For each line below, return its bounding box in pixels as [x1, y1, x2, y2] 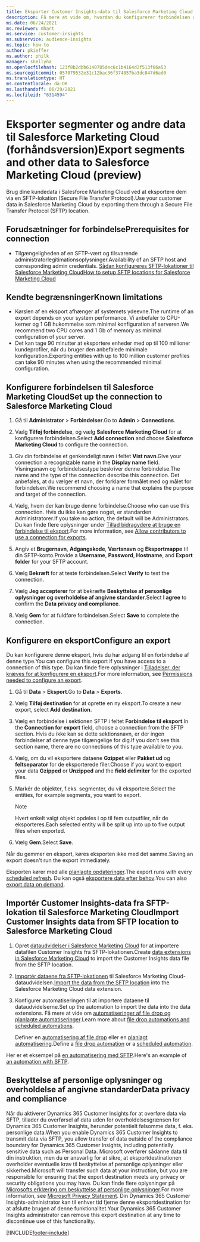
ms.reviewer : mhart [6, 25, 55, 32]
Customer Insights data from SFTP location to [6, 917, 179, 927]
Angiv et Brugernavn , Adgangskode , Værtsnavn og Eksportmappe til [14, 545, 189, 552]
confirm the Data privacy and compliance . [14, 600, 120, 607]
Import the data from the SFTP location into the [54, 979, 170, 986]
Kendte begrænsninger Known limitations [6, 292, 163, 302]
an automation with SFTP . [6, 1058, 70, 1065]
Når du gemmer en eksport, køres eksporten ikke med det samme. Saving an [6, 850, 193, 857]
